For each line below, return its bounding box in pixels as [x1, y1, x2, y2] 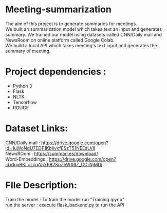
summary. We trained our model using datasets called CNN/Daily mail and [5, 31, 162, 37]
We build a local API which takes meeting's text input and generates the [5, 42, 157, 48]
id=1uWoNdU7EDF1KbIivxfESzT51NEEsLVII [5, 145, 96, 151]
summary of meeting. [5, 48, 51, 54]
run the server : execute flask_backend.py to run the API [5, 202, 125, 208]
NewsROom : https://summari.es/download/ [5, 150, 99, 157]
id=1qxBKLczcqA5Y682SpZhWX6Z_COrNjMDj [5, 161, 103, 167]
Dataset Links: [5, 123, 68, 134]
